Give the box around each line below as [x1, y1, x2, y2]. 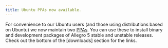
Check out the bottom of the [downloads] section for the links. [5, 37, 137, 43]
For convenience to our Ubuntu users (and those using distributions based [5, 21, 163, 27]
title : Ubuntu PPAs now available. [5, 7, 82, 13]
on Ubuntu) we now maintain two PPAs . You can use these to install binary [5, 26, 163, 33]
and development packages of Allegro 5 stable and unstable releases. [5, 32, 153, 38]
